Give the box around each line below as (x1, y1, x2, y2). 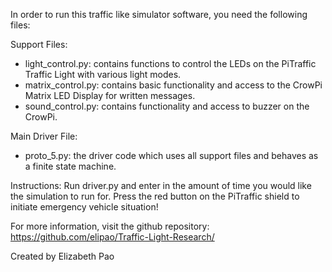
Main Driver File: (10, 130, 78, 142)
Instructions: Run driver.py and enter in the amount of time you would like (10, 180, 312, 191)
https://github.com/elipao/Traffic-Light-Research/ (10, 231, 215, 243)
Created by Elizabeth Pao (10, 250, 115, 262)
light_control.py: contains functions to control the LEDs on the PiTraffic (24, 58, 317, 69)
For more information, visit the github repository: (10, 220, 210, 232)
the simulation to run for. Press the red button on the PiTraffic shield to (10, 190, 300, 202)
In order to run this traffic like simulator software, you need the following (10, 9, 308, 20)
